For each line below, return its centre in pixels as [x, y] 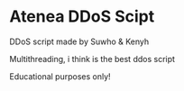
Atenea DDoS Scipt [82, 17]
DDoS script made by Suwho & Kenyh [79, 41]
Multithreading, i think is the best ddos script [92, 59]
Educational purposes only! [60, 76]
